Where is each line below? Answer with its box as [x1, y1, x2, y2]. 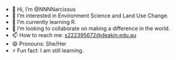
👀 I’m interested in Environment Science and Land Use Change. [11, 12, 169, 19]
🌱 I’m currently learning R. [11, 19, 76, 25]
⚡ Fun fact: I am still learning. [11, 47, 84, 54]
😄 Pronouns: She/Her [11, 40, 67, 47]
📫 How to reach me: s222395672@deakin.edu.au [11, 32, 136, 38]
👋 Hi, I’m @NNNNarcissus [11, 6, 76, 13]
